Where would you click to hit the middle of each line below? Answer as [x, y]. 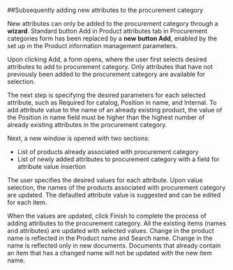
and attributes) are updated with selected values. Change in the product [111, 231]
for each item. [27, 202]
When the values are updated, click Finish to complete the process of [107, 216]
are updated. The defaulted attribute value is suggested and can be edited [114, 195]
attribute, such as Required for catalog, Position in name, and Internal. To [112, 103]
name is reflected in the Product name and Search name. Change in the [110, 238]
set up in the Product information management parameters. [92, 46]
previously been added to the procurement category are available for [106, 74]
